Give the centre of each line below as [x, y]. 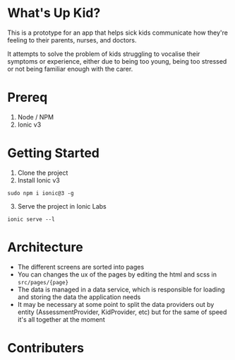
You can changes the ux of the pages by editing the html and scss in [117, 274]
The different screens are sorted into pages [81, 267]
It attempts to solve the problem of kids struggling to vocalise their [104, 54]
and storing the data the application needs [79, 297]
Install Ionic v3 [38, 180]
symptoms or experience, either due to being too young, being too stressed [117, 61]
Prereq [28, 98]
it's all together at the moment [61, 319]
